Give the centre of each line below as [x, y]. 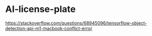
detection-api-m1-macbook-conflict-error [49, 28]
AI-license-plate [41, 9]
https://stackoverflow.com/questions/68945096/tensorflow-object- [76, 23]
